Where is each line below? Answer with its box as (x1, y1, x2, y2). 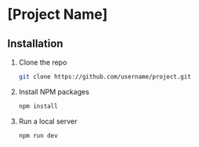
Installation (7, 37, 63, 50)
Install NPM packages (18, 86, 89, 96)
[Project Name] (7, 6, 108, 24)
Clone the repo (18, 57, 67, 67)
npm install (18, 102, 58, 110)
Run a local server (18, 116, 78, 126)
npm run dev (18, 131, 58, 139)
